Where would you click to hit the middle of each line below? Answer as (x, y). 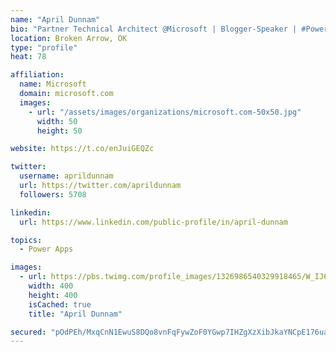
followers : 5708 (53, 194)
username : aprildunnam (66, 176)
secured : (28, 332)
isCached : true (60, 304)
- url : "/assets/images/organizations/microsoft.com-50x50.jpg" (165, 112)
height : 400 (53, 295)
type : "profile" (44, 47)
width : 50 (57, 121)
